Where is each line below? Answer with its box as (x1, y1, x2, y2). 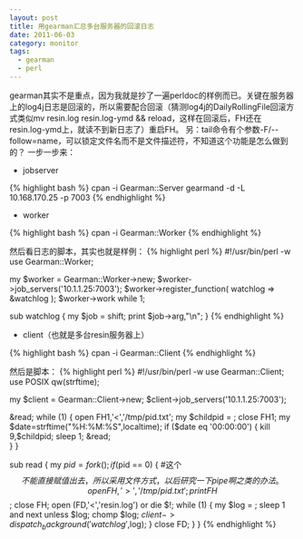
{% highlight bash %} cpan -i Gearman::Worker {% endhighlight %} (9, 227, 262, 238)
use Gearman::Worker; (9, 256, 94, 267)
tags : (9, 47, 30, 56)
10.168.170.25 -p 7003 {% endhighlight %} (9, 191, 166, 202)
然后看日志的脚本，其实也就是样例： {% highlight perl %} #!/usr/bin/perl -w (9, 246, 291, 257)
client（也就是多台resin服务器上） (22, 328, 150, 340)
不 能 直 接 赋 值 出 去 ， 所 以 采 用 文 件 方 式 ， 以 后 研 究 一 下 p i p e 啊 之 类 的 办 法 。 (21, 475, 284, 485)
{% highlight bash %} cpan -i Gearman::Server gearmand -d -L (9, 182, 246, 193)
